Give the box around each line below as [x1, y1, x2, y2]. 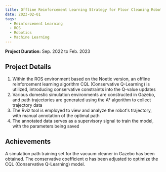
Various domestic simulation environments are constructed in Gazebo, [12, 91, 156, 97]
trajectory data [12, 102, 43, 108]
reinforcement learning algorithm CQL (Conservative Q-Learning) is [12, 81, 150, 87]
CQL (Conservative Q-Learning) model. [5, 161, 85, 167]
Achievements [5, 137, 51, 146]
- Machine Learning [9, 35, 50, 40]
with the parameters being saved [12, 123, 80, 129]
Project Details [5, 63, 51, 71]
